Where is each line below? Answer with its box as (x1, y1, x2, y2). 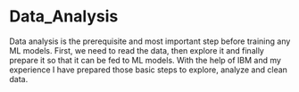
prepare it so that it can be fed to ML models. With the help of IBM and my (9, 54, 281, 65)
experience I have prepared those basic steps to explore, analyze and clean (9, 64, 288, 75)
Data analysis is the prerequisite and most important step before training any (9, 36, 291, 46)
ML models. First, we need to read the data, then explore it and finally (9, 45, 265, 55)
